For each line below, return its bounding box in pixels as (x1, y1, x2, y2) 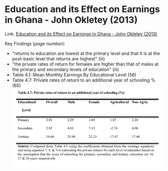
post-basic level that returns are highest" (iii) (12, 55, 105, 61)
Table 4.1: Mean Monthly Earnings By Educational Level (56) (12, 71, 137, 77)
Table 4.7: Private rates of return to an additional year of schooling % (12, 77, 156, 83)
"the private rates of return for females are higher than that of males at (12, 61, 159, 67)
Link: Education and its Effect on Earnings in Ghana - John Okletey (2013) (5, 31, 157, 37)
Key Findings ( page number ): (5, 40, 66, 46)
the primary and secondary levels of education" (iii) (12, 66, 119, 72)
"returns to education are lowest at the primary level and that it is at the (12, 50, 160, 56)
